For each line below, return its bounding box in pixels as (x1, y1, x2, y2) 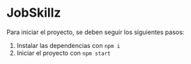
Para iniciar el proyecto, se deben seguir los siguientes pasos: (6, 28, 185, 36)
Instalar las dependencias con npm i (16, 41, 121, 49)
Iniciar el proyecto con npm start (16, 49, 111, 57)
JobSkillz (6, 5, 61, 21)
